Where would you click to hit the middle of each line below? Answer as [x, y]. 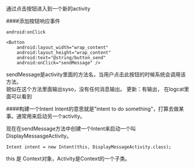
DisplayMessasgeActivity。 [39, 136]
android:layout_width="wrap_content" [63, 47]
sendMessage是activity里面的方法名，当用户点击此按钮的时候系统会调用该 [96, 74]
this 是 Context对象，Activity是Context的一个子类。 [68, 159]
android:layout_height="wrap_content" [64, 53]
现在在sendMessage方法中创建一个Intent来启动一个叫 [71, 128]
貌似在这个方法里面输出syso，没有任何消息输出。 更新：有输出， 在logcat [95, 89]
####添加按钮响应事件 [33, 21]
